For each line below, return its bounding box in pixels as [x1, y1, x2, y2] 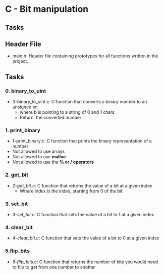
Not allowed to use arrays [12, 148, 65, 154]
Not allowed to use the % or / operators [12, 159, 94, 165]
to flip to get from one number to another [12, 264, 97, 270]
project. [12, 58, 28, 64]
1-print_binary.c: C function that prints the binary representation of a [12, 138, 152, 144]
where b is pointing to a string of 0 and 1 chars [19, 109, 115, 115]
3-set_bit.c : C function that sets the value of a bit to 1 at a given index [12, 211, 154, 217]
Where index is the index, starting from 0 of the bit [19, 188, 123, 194]
